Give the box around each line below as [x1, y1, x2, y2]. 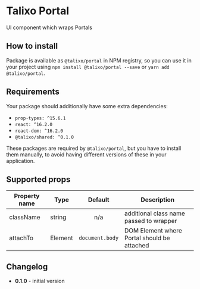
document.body [79, 235, 119, 241]
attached [124, 241, 149, 250]
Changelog [6, 262, 48, 272]
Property [14, 192, 40, 200]
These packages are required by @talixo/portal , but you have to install [6, 144, 182, 152]
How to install [6, 41, 58, 51]
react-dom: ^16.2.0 [14, 128, 64, 134]
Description [140, 196, 175, 204]
